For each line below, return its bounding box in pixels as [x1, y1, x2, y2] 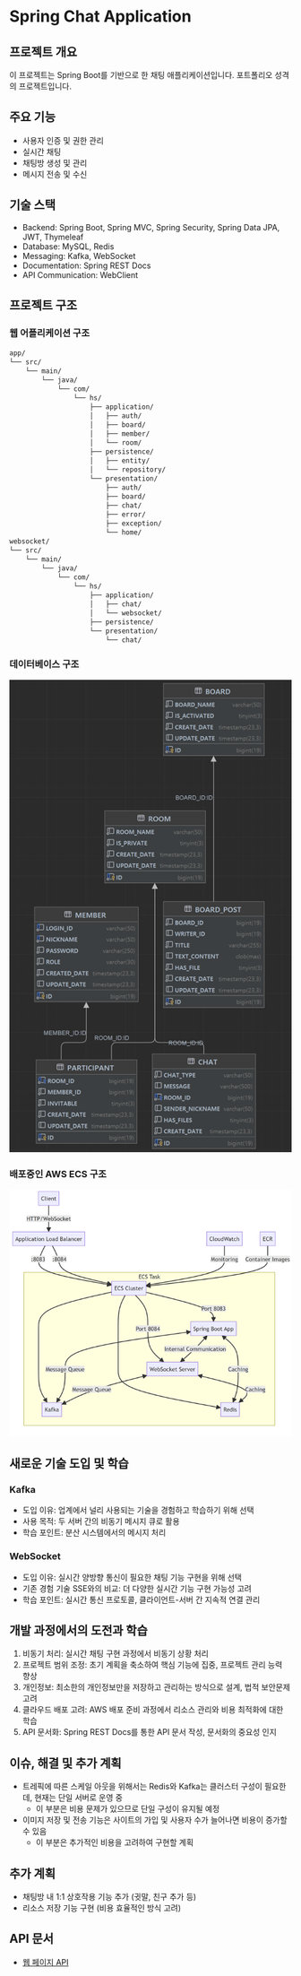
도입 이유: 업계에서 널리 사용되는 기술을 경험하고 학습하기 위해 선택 [21, 1504, 254, 1516]
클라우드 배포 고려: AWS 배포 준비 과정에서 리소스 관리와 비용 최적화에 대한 [21, 1704, 284, 1715]
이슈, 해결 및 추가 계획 [9, 1755, 123, 1771]
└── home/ [105, 528, 142, 537]
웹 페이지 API [21, 1956, 69, 1967]
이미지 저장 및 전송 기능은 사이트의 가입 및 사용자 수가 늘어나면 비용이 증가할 [21, 1815, 288, 1825]
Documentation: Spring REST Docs [21, 260, 151, 271]
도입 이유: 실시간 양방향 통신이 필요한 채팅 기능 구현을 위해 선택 [21, 1572, 242, 1582]
